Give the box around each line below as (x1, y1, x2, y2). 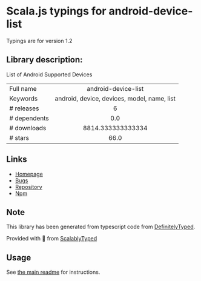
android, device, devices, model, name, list (54, 94, 176, 102)
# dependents (9, 114, 50, 122)
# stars (9, 133, 29, 142)
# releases (9, 104, 39, 113)
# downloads (9, 124, 47, 132)
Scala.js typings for (6, 4, 107, 18)
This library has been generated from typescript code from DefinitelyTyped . (6, 223, 196, 231)
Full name (9, 84, 38, 93)
